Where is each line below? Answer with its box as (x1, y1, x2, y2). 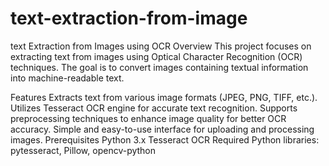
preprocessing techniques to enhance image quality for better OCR (10, 112, 287, 124)
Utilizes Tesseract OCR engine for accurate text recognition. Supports (10, 102, 298, 114)
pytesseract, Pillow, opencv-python (10, 144, 157, 156)
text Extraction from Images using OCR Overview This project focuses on (10, 40, 312, 52)
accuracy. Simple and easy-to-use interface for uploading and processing (10, 123, 315, 135)
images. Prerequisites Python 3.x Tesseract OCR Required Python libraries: (10, 133, 320, 146)
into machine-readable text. (10, 72, 125, 84)
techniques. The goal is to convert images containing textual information (10, 61, 309, 73)
